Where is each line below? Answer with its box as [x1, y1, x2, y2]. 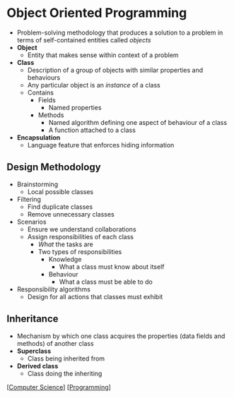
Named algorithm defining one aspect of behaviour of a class [48, 118, 228, 126]
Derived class [16, 361, 59, 370]
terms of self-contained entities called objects [16, 35, 151, 44]
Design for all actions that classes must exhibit [27, 292, 163, 301]
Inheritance [6, 313, 59, 325]
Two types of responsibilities [37, 247, 122, 255]
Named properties [48, 103, 102, 111]
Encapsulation [16, 133, 61, 142]
